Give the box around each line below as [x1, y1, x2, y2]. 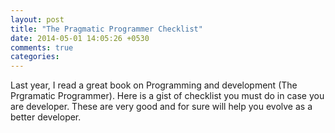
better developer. [10, 111, 82, 123]
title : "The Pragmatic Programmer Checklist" [10, 24, 203, 34]
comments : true [10, 42, 74, 53]
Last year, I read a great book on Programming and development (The [10, 79, 298, 91]
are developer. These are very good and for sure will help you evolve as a [10, 101, 313, 113]
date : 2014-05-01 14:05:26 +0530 [10, 33, 150, 43]
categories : [10, 52, 60, 62]
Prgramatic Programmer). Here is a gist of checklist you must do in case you [10, 90, 325, 102]
